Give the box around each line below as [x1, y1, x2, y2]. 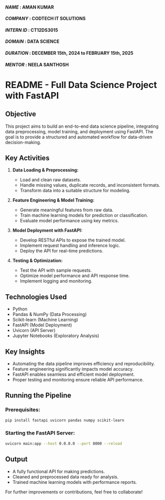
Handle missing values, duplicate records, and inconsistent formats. [20, 182, 160, 188]
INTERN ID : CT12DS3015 [5, 27, 59, 33]
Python [12, 306, 28, 312]
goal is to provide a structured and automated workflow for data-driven [5, 134, 152, 140]
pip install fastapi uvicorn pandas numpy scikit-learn [5, 418, 124, 423]
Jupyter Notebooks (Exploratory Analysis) [12, 332, 99, 339]
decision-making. [5, 139, 42, 145]
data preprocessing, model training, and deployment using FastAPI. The [5, 128, 154, 134]
